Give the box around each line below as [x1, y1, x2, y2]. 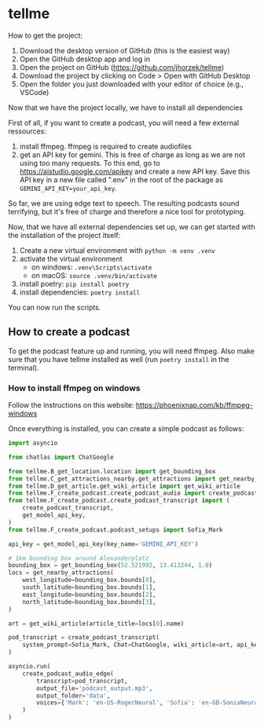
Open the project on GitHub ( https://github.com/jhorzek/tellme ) [19, 62, 225, 71]
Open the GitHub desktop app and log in [19, 54, 151, 64]
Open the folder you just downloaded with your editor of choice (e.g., [19, 79, 244, 89]
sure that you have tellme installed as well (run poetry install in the [8, 354, 229, 364]
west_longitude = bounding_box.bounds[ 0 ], [22, 576, 156, 584]
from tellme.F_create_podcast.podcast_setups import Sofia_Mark [8, 525, 223, 534]
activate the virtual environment [19, 254, 123, 263]
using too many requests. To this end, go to [19, 158, 160, 167]
